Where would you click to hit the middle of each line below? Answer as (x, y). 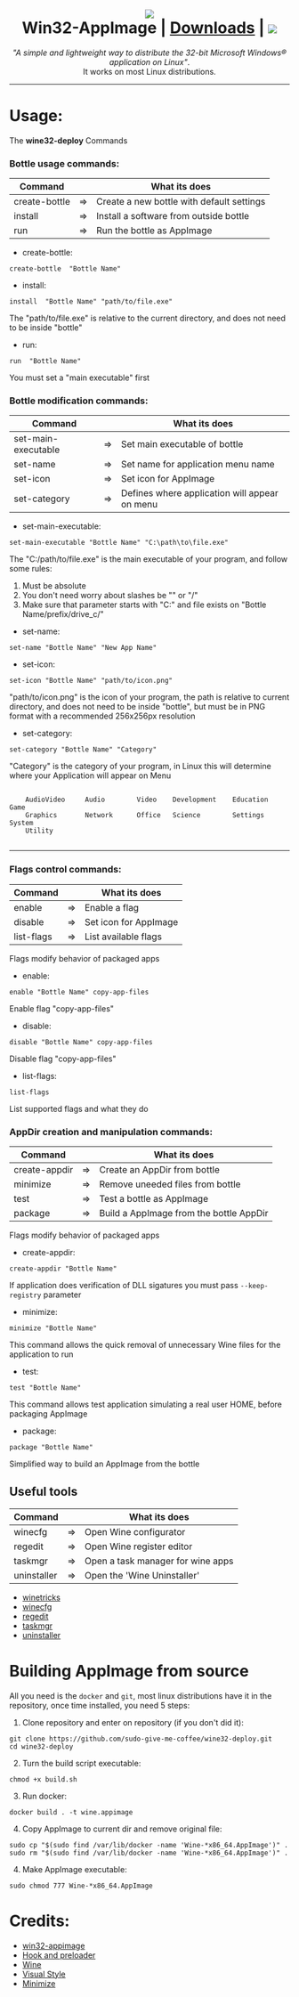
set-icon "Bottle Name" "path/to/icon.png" (91, 681)
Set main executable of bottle (182, 444)
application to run (41, 1354)
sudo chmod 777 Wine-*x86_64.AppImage (81, 1886)
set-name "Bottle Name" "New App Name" (83, 648)
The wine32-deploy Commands (69, 140)
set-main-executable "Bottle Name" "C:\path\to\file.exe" (119, 543)
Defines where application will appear (199, 493)
